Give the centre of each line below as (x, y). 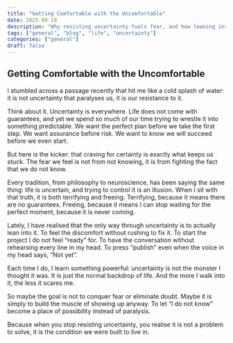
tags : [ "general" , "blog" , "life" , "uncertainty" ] (82, 33)
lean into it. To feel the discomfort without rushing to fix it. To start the (107, 232)
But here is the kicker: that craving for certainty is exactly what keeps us (110, 154)
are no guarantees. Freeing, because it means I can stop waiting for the (109, 204)
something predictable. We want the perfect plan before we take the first (111, 126)
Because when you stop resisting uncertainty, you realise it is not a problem (115, 324)
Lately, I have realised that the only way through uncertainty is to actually (112, 225)
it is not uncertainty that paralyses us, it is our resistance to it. (95, 98)
